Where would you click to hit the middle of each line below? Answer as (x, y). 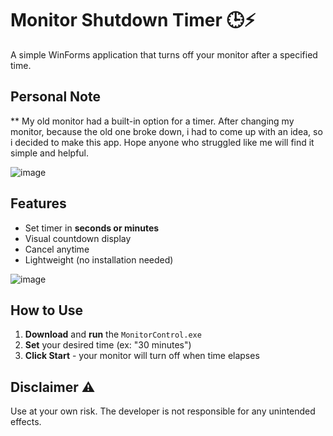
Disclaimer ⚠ (53, 387)
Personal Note (55, 97)
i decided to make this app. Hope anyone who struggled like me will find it (162, 142)
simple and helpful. (50, 153)
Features (38, 203)
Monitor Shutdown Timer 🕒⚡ (133, 20)
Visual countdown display (78, 238)
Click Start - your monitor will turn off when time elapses (142, 356)
